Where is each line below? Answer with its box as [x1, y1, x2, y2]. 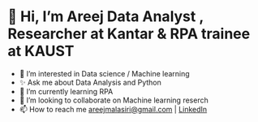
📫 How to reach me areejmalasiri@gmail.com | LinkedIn [19, 104, 208, 114]
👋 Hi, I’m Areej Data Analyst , [7, 7, 204, 26]
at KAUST [7, 42, 75, 60]
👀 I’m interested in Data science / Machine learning [19, 68, 190, 78]
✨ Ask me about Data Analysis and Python [19, 77, 161, 87]
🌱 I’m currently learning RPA [19, 86, 114, 96]
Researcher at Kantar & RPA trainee [7, 24, 251, 43]
